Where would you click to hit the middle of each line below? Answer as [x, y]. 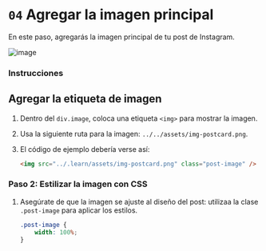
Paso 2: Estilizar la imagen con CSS [78, 184]
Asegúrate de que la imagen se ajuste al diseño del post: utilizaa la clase [139, 201]
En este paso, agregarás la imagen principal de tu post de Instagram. [122, 37]
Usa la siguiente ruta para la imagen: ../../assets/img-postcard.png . [134, 133]
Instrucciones [36, 73]
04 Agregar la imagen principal [111, 15]
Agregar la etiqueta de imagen [85, 99]
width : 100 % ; [56, 232]
